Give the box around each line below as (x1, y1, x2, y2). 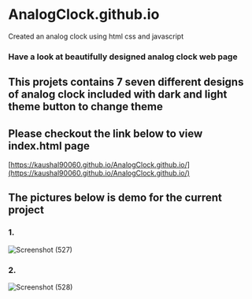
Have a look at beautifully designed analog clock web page (8, 51, 238, 62)
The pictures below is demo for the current (8, 191, 223, 205)
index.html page (8, 139, 91, 153)
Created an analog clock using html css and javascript (8, 31, 184, 41)
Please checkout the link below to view (8, 127, 203, 140)
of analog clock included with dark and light (8, 88, 228, 102)
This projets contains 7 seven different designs (8, 76, 244, 89)
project (8, 203, 45, 217)
